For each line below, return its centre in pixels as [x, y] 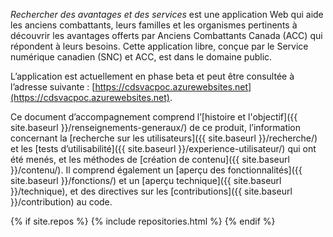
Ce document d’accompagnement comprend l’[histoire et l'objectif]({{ [154, 117]
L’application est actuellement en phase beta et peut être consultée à [152, 76]
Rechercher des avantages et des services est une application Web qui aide [167, 14]
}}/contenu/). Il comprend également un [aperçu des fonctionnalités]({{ [156, 170]
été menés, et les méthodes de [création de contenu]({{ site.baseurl [150, 159]
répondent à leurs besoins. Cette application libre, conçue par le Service [159, 46]
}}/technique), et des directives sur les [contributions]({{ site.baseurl [151, 191]
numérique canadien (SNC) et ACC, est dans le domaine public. [141, 57]
